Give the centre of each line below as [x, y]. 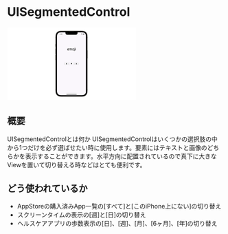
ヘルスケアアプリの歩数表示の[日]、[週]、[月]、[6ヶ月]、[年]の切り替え [117, 224]
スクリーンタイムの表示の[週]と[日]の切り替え [81, 215]
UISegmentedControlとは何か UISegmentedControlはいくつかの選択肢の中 [113, 139]
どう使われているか [47, 188]
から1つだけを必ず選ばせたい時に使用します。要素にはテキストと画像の [107, 147]
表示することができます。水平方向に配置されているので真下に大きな [121, 156]
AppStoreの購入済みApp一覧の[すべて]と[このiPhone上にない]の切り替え [119, 206]
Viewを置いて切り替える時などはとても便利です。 [77, 164]
